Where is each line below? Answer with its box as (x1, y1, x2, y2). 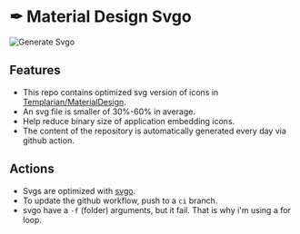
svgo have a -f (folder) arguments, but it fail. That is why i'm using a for (22, 204, 291, 215)
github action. (22, 134, 75, 146)
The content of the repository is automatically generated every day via (22, 125, 286, 136)
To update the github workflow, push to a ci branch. (22, 195, 218, 206)
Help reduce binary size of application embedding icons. (22, 115, 235, 126)
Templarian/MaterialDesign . (22, 96, 127, 107)
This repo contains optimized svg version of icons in (22, 86, 219, 97)
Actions (9, 161, 55, 177)
